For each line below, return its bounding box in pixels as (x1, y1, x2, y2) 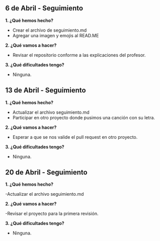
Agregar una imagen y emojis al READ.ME (12, 32, 99, 38)
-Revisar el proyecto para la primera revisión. (5, 211, 99, 217)
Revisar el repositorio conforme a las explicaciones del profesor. (12, 52, 146, 58)
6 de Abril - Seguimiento (5, 4, 84, 13)
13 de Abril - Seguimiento (5, 86, 87, 95)
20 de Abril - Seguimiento (5, 168, 88, 177)
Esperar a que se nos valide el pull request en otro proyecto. (12, 134, 138, 140)
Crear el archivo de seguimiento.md (12, 27, 87, 33)
